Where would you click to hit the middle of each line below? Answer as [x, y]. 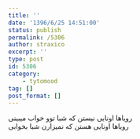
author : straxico [37, 45]
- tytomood [40, 81]
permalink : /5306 [37, 37]
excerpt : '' [28, 52]
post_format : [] [35, 96]
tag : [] [21, 88]
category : [24, 74]
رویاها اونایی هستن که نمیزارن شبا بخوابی [68, 126]
